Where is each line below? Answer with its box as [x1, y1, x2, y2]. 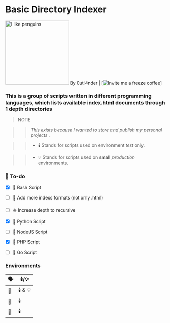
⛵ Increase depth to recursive [12, 207, 76, 213]
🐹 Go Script [12, 249, 37, 255]
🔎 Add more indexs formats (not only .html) [12, 194, 103, 201]
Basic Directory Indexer [5, 4, 107, 15]
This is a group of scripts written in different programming [5, 92, 152, 100]
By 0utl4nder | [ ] [70, 80, 162, 86]
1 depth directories [5, 105, 52, 112]
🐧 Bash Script [12, 184, 42, 190]
